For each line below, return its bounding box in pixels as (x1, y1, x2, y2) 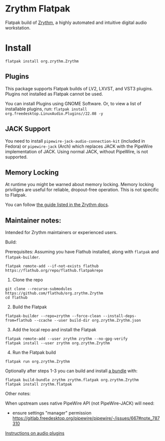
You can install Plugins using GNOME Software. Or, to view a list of (5, 100, 142, 106)
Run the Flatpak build (12, 350, 56, 356)
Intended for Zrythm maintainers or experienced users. (5, 229, 118, 235)
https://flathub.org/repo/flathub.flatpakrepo (5, 268, 103, 273)
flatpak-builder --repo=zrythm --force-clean (5, 314, 101, 319)
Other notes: (5, 391, 31, 397)
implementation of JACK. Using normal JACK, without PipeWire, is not (5, 148, 148, 155)
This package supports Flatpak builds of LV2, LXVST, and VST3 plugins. (5, 85, 153, 91)
